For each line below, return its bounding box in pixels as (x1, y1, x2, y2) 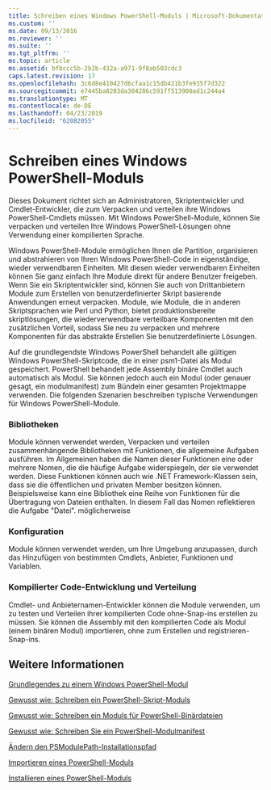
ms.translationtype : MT (8, 95, 89, 103)
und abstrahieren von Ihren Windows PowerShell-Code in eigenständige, (8, 254, 251, 263)
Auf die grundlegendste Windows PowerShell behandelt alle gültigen (8, 347, 237, 356)
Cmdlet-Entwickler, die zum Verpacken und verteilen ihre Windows (8, 204, 231, 214)
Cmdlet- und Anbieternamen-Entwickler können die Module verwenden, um (8, 599, 261, 610)
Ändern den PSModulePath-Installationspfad (8, 742, 157, 751)
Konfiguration (8, 526, 65, 537)
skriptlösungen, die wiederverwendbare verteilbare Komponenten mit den (8, 314, 254, 324)
